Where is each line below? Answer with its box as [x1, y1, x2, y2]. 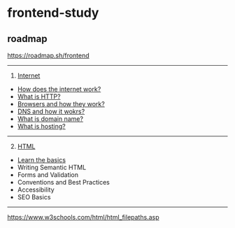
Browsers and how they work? [17, 100, 105, 108]
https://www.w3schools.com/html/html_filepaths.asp [7, 213, 159, 221]
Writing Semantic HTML [17, 163, 87, 171]
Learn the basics [17, 156, 66, 164]
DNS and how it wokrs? [17, 107, 85, 115]
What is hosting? [17, 122, 66, 130]
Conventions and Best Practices [17, 178, 110, 186]
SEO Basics [17, 193, 51, 201]
